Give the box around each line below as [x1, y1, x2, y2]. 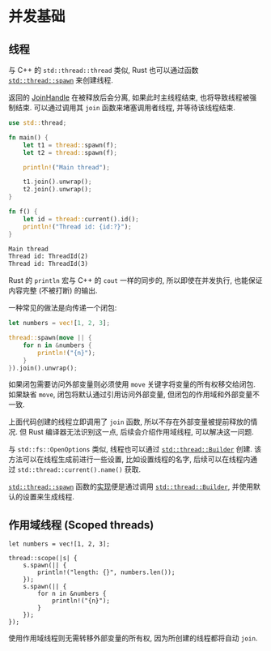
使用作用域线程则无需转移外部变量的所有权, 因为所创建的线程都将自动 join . [8, 633, 258, 643]
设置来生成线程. [22, 492, 75, 502]
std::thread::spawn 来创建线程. [8, 75, 113, 85]
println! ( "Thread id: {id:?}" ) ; [23, 222, 132, 231]
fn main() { [8, 133, 49, 142]
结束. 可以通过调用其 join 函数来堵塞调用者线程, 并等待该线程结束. [15, 103, 236, 112]
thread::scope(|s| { [8, 555, 78, 563]
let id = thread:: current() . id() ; [23, 215, 139, 223]
